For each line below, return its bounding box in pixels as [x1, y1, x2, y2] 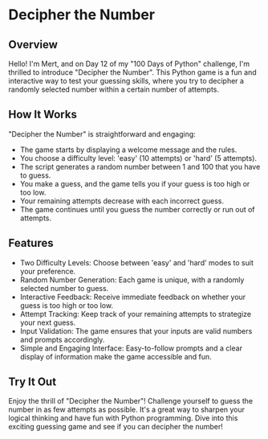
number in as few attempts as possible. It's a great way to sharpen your [8, 404, 246, 415]
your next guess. [19, 318, 76, 327]
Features [8, 236, 54, 250]
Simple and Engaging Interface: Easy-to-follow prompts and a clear [19, 343, 243, 353]
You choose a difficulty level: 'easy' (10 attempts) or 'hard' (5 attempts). [19, 153, 258, 162]
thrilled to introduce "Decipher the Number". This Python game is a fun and [8, 68, 257, 77]
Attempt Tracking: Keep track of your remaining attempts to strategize [19, 309, 251, 318]
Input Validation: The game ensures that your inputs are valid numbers [19, 326, 253, 335]
